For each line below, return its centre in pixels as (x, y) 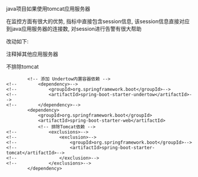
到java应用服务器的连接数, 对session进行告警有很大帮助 (74, 29)
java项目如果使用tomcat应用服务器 (48, 9)
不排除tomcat (23, 67)
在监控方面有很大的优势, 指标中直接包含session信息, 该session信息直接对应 (98, 21)
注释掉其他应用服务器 (32, 54)
